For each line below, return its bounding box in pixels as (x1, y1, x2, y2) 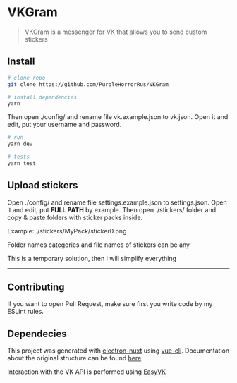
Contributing (7, 281, 65, 293)
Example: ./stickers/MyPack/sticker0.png (7, 226, 127, 235)
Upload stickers (7, 179, 78, 191)
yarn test (7, 159, 37, 166)
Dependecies (7, 327, 67, 339)
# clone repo (7, 74, 46, 81)
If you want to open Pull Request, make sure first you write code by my (7, 300, 213, 308)
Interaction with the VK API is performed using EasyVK (7, 367, 166, 376)
